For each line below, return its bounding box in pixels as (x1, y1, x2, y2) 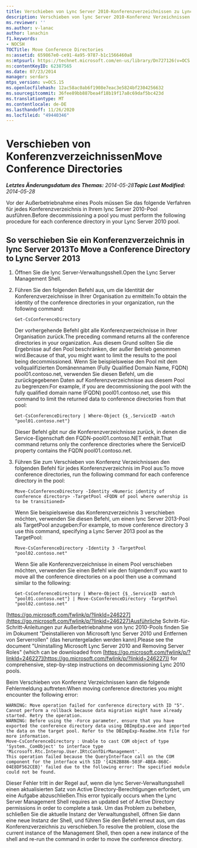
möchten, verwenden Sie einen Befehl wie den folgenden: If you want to (14, 567, 188, 574)
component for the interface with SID (6, 759, 101, 765)
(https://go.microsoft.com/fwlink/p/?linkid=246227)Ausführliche (6, 618, 161, 625)
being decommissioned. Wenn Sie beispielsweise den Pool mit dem (14, 358, 178, 365)
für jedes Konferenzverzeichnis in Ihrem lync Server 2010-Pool (6, 206, 158, 213)
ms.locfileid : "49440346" (6, 112, 69, 118)
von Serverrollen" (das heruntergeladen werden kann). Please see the (6, 636, 174, 643)
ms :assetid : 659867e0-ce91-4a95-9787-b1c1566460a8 (6, 52, 133, 58)
